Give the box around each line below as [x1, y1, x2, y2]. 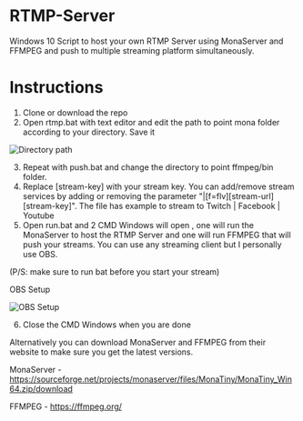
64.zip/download [9, 383, 73, 394]
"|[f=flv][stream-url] [198, 190, 275, 201]
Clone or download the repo [22, 106, 128, 118]
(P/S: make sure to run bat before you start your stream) [9, 266, 220, 277]
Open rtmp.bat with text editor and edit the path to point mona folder [22, 116, 280, 127]
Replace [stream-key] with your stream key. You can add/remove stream [22, 181, 295, 192]
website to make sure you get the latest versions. [9, 346, 194, 357]
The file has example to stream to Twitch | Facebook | [78, 200, 280, 211]
